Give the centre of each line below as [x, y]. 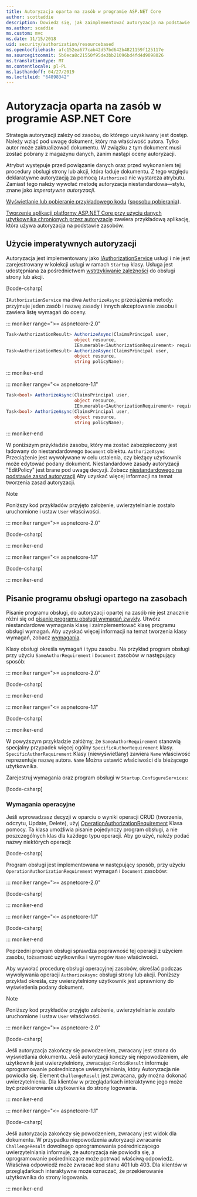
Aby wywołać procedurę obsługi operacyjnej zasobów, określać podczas [94, 969]
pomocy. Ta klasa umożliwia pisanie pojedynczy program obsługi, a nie [92, 829]
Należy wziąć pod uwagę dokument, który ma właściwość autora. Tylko [93, 141]
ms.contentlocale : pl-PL [36, 66]
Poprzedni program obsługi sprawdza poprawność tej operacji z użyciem [94, 951]
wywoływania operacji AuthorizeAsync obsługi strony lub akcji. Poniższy [93, 975]
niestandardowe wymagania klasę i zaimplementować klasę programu [91, 625]
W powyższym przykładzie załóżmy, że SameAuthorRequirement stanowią [94, 741]
